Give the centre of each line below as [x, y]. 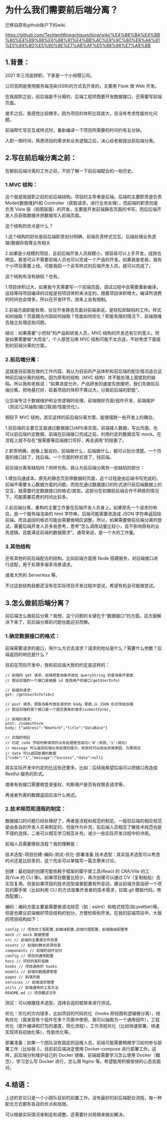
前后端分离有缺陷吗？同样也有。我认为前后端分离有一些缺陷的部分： [75, 468]
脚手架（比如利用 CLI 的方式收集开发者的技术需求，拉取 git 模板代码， [85, 890]
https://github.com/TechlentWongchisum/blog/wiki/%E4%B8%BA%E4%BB [83, 35]
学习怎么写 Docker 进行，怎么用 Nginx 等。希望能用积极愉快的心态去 [86, 1061]
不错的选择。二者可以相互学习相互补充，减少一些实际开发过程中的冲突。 [79, 833]
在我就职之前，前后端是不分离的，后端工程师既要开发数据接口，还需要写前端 [83, 96]
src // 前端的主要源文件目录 [32, 940]
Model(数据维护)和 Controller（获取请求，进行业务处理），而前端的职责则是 [82, 203]
